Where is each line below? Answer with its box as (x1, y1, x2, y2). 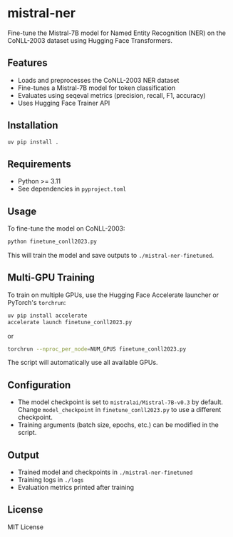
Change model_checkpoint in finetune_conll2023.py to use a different (17, 406, 222, 414)
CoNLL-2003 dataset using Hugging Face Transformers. (7, 36, 173, 44)
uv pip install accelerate (7, 312, 88, 319)
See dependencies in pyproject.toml (17, 184, 127, 194)
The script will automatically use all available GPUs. (7, 358, 158, 367)
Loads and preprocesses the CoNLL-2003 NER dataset (17, 76, 180, 84)
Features (7, 57, 48, 69)
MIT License (7, 523, 44, 531)
